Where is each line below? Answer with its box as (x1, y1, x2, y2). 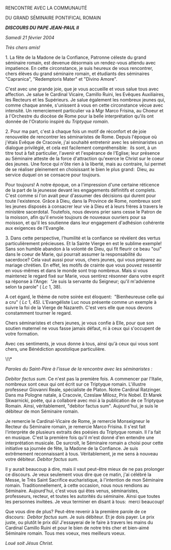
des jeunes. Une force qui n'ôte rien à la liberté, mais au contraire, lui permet (5, 161, 166, 167)
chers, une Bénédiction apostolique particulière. (5, 346, 106, 352)
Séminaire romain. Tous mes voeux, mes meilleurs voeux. (5, 530, 126, 536)
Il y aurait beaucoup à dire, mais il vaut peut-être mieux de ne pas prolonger (5, 466, 164, 472)
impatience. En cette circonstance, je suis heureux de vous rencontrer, (5, 65, 154, 71)
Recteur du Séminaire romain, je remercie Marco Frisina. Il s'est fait (5, 424, 146, 429)
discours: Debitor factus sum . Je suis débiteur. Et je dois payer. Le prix (5, 514, 155, 520)
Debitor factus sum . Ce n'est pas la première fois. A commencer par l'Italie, (5, 376, 163, 381)
